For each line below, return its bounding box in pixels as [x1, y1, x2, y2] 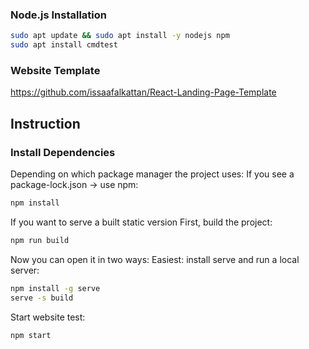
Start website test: [10, 311, 86, 323]
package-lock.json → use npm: [10, 179, 139, 191]
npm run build [10, 235, 70, 245]
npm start [10, 330, 52, 340]
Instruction [10, 115, 81, 132]
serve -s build [10, 293, 74, 303]
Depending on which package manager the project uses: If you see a [10, 168, 295, 180]
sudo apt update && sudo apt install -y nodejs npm [10, 31, 230, 41]
